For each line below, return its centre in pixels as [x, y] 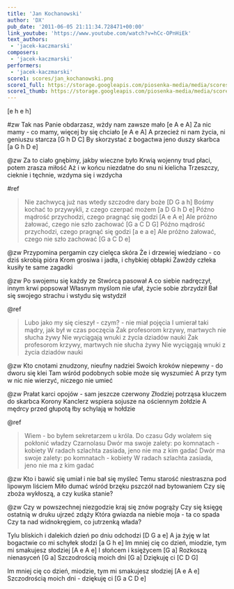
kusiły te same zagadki [40, 267]
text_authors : [28, 40]
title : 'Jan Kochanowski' [45, 14]
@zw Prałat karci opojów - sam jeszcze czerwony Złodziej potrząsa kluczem [117, 394]
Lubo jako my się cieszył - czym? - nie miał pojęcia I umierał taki [116, 323]
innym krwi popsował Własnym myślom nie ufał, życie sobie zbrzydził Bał [112, 288]
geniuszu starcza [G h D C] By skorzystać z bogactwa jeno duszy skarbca [114, 139]
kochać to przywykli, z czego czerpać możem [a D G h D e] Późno [119, 210]
